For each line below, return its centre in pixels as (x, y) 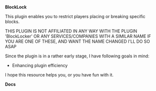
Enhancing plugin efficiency (40, 65)
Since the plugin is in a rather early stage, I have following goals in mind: (77, 56)
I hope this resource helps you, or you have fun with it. (59, 75)
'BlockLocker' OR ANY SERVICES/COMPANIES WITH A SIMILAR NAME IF (78, 36)
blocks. (12, 22)
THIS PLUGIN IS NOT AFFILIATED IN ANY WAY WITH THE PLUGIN (71, 31)
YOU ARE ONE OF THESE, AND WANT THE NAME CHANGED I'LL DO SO (78, 41)
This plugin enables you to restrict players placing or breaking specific (75, 16)
